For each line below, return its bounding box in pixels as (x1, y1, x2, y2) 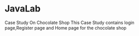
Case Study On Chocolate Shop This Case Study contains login (4, 19, 135, 25)
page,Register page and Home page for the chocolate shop (4, 24, 127, 30)
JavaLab (4, 3, 41, 14)
